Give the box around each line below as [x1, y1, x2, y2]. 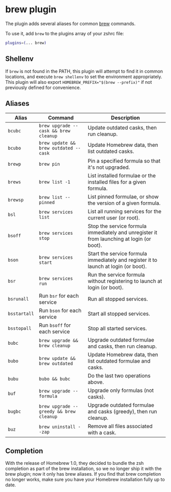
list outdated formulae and [88, 357, 151, 365]
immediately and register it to [88, 257, 158, 264]
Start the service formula [88, 250, 148, 257]
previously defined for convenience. [5, 84, 81, 91]
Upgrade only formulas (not [88, 387, 154, 394]
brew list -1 [39, 179, 71, 185]
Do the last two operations [88, 372, 151, 379]
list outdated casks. [88, 148, 134, 155]
